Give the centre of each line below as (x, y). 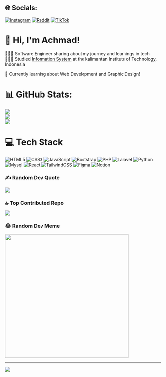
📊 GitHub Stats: (39, 95)
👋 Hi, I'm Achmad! (42, 40)
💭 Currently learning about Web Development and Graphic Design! (73, 74)
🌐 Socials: (21, 8)
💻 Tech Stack (34, 142)
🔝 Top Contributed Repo (35, 203)
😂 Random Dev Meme (33, 226)
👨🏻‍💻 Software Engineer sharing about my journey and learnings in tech (77, 53)
